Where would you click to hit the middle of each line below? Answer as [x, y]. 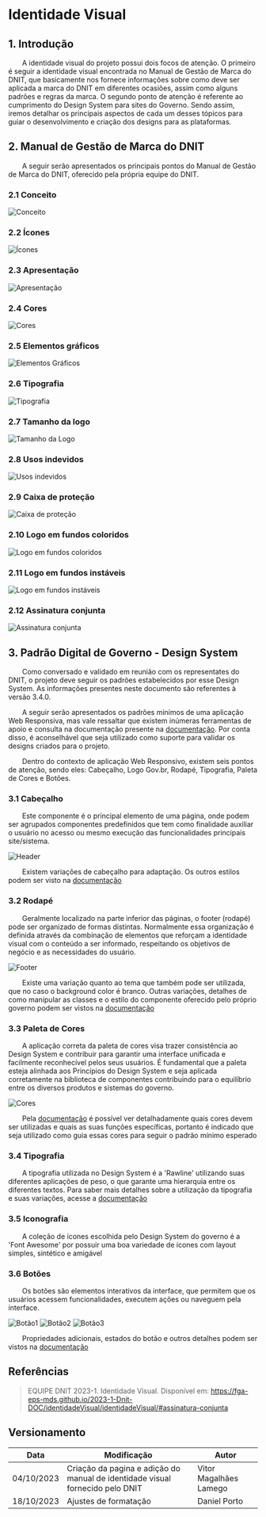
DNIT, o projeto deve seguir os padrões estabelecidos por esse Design [123, 680]
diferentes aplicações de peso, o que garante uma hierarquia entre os [122, 1182]
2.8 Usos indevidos [46, 459]
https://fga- [230, 1391]
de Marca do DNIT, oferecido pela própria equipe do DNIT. [104, 174]
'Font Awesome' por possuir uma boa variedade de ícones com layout [122, 1244]
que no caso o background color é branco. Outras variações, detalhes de [127, 991]
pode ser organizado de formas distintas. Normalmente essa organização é [131, 927]
